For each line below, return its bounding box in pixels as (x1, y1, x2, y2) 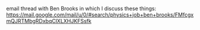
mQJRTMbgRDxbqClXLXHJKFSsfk (6, 18, 92, 24)
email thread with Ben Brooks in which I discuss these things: (6, 5, 157, 12)
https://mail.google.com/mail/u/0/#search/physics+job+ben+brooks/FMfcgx (6, 11, 194, 18)
